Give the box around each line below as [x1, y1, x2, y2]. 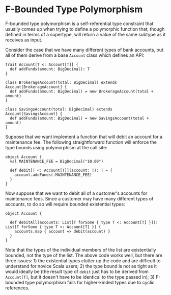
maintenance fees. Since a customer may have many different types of [5, 195, 154, 201]
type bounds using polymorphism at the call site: [5, 144, 108, 150]
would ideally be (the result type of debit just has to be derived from [5, 268, 149, 275]
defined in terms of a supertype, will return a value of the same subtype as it [5, 31, 166, 37]
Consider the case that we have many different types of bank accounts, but [5, 47, 164, 53]
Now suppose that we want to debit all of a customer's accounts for [5, 190, 148, 196]
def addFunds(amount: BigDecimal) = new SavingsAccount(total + [10, 116, 149, 121]
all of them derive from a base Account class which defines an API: [5, 52, 145, 58]
